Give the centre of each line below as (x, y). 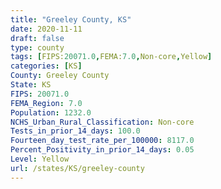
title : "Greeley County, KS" (71, 19)
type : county (37, 47)
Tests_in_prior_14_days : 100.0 (75, 131)
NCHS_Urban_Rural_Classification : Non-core (102, 122)
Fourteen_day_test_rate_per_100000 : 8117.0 (102, 141)
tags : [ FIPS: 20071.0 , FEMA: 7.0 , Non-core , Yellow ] (111, 57)
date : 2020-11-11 (46, 29)
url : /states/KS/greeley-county (77, 168)
